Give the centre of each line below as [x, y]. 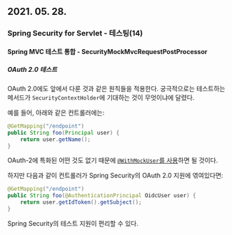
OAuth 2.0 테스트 [32, 69]
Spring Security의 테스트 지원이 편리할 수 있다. [73, 223]
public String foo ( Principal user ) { [64, 132]
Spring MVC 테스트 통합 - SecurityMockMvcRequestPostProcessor [107, 51]
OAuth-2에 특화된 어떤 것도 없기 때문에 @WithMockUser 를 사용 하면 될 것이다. [113, 160]
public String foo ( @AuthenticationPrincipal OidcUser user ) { [102, 196]
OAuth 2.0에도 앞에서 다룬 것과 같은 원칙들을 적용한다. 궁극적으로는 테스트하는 [116, 88]
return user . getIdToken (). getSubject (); [81, 202]
